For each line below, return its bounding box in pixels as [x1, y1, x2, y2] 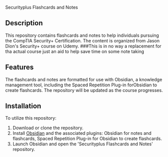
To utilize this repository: [5, 115, 57, 121]
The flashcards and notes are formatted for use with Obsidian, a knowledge [5, 76, 162, 82]
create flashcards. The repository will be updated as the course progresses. [5, 87, 163, 93]
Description [5, 19, 43, 27]
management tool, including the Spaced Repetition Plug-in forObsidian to [5, 82, 157, 88]
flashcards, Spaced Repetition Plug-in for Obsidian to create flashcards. [12, 136, 162, 142]
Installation [5, 102, 41, 111]
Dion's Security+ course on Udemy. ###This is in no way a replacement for [5, 43, 161, 49]
